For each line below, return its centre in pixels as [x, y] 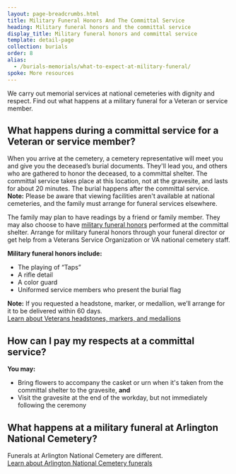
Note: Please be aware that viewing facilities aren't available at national [111, 196]
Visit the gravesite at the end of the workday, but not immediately [112, 398]
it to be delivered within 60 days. [55, 311]
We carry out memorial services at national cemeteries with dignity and [111, 93]
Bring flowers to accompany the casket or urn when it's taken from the [120, 383]
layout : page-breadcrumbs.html [53, 14]
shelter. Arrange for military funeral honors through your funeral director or [116, 232]
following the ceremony [52, 405]
